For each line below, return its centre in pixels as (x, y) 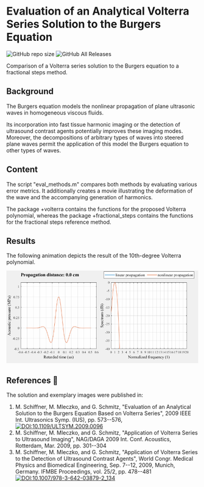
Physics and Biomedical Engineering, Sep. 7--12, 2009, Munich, (95, 465)
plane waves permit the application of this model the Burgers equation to (97, 144)
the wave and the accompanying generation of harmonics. (80, 197)
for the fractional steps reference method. (59, 222)
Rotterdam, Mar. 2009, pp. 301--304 (61, 446)
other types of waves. (34, 150)
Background (30, 92)
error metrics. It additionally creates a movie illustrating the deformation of (100, 191)
